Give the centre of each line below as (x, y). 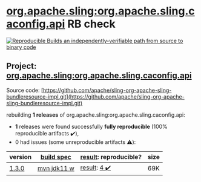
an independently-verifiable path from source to (123, 41)
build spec (56, 157)
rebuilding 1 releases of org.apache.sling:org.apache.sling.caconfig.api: (96, 115)
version (21, 157)
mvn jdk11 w (56, 169)
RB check (92, 24)
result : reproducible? (111, 157)
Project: (21, 66)
